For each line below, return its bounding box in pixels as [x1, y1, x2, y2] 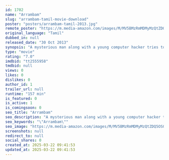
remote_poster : [5, 26, 37, 31]
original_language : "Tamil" [5, 31, 64, 36]
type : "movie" [5, 49, 35, 54]
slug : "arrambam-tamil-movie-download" [5, 17, 89, 22]
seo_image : [5, 124, 28, 129]
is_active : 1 [5, 101, 33, 106]
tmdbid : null [5, 63, 33, 68]
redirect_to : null [5, 133, 44, 138]
